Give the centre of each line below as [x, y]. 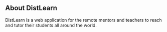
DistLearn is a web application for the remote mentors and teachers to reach [83, 20]
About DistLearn [31, 8]
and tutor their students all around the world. [51, 25]
